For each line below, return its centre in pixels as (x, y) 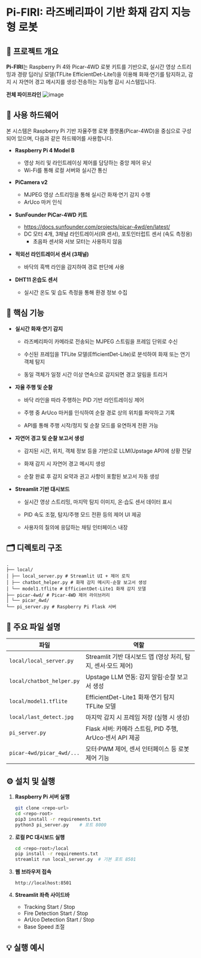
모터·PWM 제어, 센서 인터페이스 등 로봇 (138, 749)
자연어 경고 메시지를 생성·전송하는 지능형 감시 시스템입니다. (88, 82)
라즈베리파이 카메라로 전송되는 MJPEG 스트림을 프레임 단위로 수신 (101, 341)
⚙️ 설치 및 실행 (31, 781)
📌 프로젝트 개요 (32, 51)
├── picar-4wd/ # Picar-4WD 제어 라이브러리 (58, 595)
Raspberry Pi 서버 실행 (42, 797)
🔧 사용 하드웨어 (32, 115)
